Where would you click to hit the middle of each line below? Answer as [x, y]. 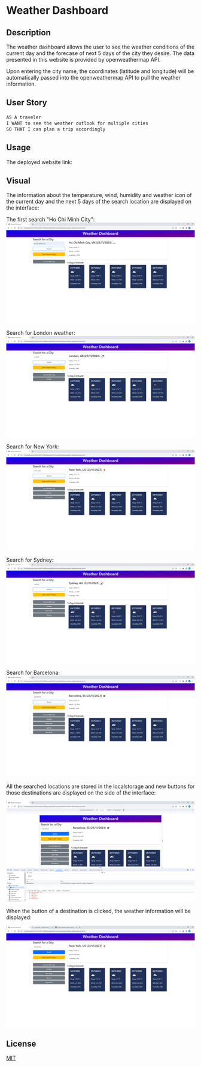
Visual [19, 181]
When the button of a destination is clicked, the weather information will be [99, 911]
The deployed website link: [39, 162]
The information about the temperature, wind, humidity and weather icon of [99, 195]
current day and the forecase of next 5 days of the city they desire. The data [100, 53]
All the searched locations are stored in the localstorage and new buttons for [100, 786]
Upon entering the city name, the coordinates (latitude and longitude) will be [100, 71]
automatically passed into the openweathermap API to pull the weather [94, 78]
